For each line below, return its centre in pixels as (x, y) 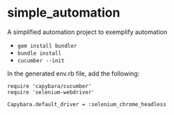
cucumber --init (41, 60)
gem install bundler (47, 46)
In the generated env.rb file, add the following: (73, 73)
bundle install (39, 53)
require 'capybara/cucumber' (49, 86)
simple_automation (64, 13)
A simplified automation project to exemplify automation (87, 32)
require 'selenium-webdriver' (51, 92)
